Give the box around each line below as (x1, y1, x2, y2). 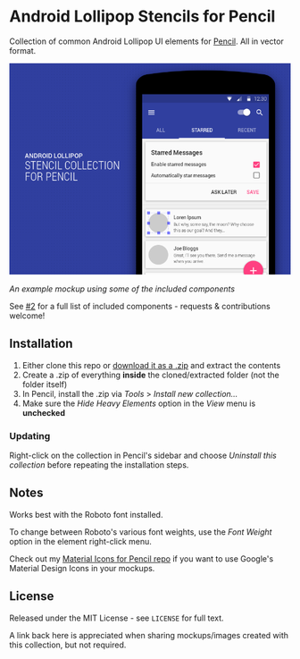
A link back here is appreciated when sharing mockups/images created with (9, 629, 288, 640)
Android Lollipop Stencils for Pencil (9, 6, 276, 27)
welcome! (9, 310, 46, 321)
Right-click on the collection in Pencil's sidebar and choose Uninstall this (9, 450, 277, 461)
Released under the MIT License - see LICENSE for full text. (9, 613, 225, 623)
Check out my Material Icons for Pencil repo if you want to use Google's (9, 553, 274, 564)
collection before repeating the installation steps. (9, 460, 189, 470)
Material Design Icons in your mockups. (9, 562, 155, 573)
